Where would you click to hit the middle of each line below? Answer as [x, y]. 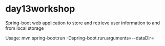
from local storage [25, 28]
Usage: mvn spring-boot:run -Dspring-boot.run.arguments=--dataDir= [80, 38]
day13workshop [40, 9]
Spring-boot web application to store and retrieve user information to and [83, 23]
